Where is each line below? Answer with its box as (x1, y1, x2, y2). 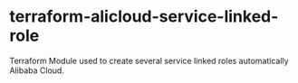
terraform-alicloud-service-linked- (9, 6, 279, 27)
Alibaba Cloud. (9, 65, 65, 76)
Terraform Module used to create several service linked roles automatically (9, 55, 289, 66)
